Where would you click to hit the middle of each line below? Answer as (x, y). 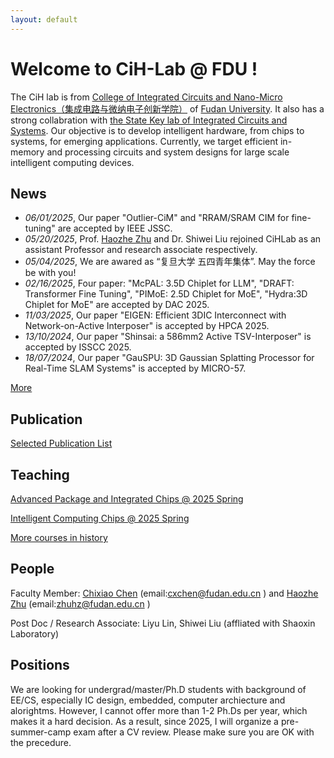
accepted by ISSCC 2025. (78, 347)
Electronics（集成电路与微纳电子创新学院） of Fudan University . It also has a (167, 108)
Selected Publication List (61, 443)
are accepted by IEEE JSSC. (115, 228)
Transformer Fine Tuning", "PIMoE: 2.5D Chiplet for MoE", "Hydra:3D (166, 294)
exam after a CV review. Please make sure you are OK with (194, 732)
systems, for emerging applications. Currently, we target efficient (144, 141)
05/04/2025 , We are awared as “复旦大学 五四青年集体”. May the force (170, 262)
